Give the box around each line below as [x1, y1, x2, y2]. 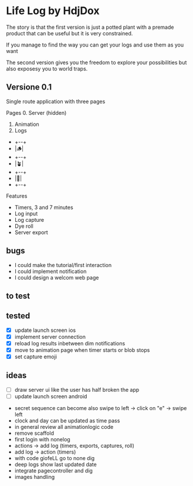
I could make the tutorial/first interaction [14, 261, 112, 268]
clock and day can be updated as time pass [14, 417, 120, 424]
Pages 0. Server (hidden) [6, 109, 67, 116]
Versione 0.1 [6, 82, 52, 92]
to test [6, 291, 31, 301]
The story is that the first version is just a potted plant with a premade [6, 24, 174, 31]
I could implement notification [14, 268, 87, 275]
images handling [14, 474, 55, 481]
